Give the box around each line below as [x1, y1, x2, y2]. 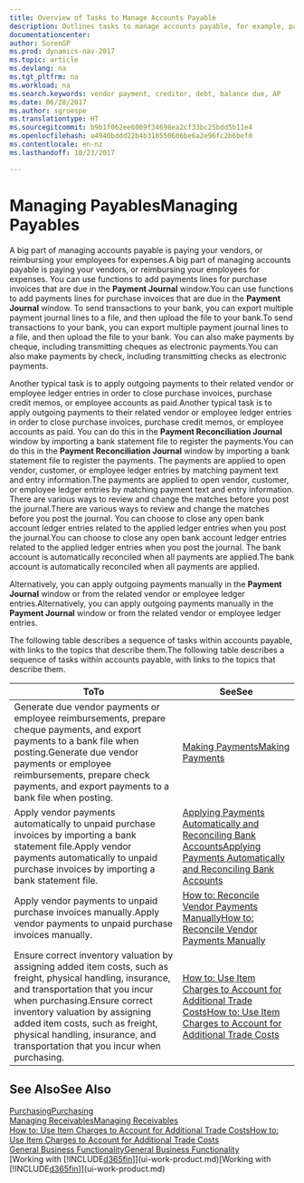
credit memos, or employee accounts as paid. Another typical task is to [9, 396, 273, 408]
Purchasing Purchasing [9, 1106, 94, 1117]
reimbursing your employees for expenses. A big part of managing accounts [9, 254, 291, 265]
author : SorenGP [9, 38, 71, 48]
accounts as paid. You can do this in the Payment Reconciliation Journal [9, 425, 283, 436]
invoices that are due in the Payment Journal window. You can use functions [9, 283, 294, 294]
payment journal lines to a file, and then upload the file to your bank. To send [9, 312, 293, 323]
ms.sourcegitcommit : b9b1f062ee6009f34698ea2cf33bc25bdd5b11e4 [9, 123, 253, 132]
